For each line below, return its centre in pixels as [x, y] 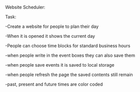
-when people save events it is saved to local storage [60, 65]
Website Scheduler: [25, 7]
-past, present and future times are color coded [54, 84]
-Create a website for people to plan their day [52, 26]
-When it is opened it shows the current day [50, 36]
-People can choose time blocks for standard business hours [68, 46]
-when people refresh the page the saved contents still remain [69, 75]
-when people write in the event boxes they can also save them [70, 55]
